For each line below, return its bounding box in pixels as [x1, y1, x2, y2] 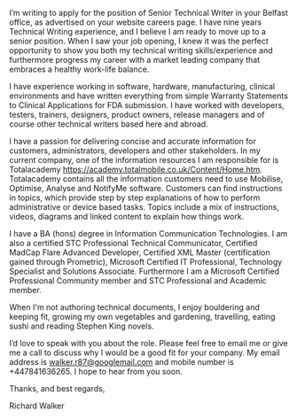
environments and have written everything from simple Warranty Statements [9, 90, 288, 101]
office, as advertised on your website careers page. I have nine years [9, 17, 262, 27]
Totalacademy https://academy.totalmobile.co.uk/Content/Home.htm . [9, 164, 263, 174]
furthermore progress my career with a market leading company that [9, 55, 261, 65]
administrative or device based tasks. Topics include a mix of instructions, [9, 202, 279, 212]
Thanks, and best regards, [9, 383, 106, 393]
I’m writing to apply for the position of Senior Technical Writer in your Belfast [9, 8, 288, 18]
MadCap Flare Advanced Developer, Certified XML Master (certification [9, 247, 270, 258]
